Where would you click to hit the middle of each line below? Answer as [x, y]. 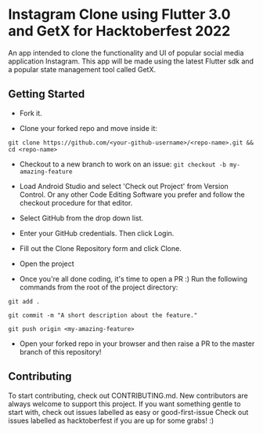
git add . [24, 301]
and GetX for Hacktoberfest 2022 [119, 31]
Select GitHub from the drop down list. [81, 218]
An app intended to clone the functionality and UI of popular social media [126, 53]
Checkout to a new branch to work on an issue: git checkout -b [123, 164]
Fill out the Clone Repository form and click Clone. [100, 248]
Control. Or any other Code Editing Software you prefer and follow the [132, 195]
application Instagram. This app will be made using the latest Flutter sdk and [131, 61]
